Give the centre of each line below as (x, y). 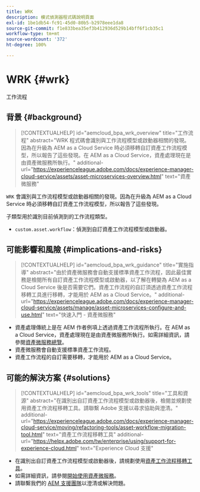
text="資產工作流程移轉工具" (81, 434)
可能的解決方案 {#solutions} (58, 377)
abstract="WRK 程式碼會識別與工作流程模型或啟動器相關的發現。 (110, 140)
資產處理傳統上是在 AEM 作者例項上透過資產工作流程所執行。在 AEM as (102, 327)
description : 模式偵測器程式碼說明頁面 (50, 17)
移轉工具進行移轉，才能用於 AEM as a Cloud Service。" (89, 294)
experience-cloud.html (49, 448)
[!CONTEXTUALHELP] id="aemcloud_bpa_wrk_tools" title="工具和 (102, 393)
